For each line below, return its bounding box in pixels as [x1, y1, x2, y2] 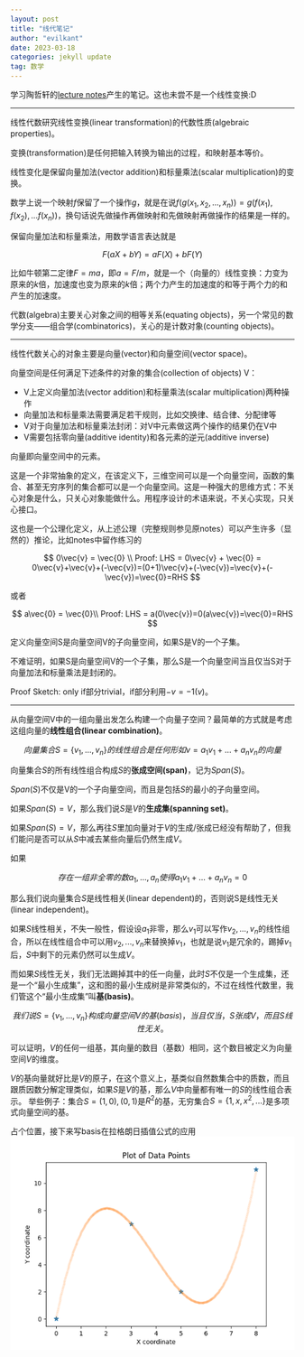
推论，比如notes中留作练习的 [33, 534, 143, 545]
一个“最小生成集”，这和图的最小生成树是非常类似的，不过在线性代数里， [17, 980, 287, 990]
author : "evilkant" [10, 33, 84, 42]
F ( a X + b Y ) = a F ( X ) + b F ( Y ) [102, 248, 203, 259]
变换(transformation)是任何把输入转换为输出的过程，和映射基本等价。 [10, 147, 269, 158]
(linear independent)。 [10, 904, 94, 916]
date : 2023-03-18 [10, 43, 76, 52]
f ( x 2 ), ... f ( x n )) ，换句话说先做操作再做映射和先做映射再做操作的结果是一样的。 [10, 209, 295, 223]
